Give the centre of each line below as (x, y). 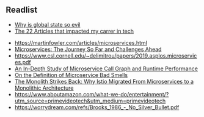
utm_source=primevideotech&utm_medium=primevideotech (90, 101)
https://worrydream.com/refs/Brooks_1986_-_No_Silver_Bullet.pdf (97, 107)
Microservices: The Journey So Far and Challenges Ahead (88, 49)
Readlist (22, 10)
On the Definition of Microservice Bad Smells (71, 75)
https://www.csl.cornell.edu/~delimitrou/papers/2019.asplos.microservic (106, 55)
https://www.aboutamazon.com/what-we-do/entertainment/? (92, 94)
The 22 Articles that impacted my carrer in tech (74, 31)
